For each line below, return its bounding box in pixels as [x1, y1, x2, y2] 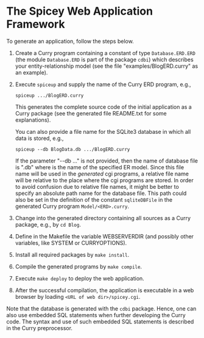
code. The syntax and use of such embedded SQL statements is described [6, 318, 194, 325]
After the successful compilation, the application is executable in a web [15, 286, 194, 294]
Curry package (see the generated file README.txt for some [15, 109, 167, 117]
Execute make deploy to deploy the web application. [15, 274, 144, 282]
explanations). [15, 116, 51, 123]
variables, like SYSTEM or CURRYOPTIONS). [15, 239, 127, 246]
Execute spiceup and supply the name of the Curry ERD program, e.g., [15, 81, 191, 88]
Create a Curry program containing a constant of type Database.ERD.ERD [15, 49, 196, 56]
